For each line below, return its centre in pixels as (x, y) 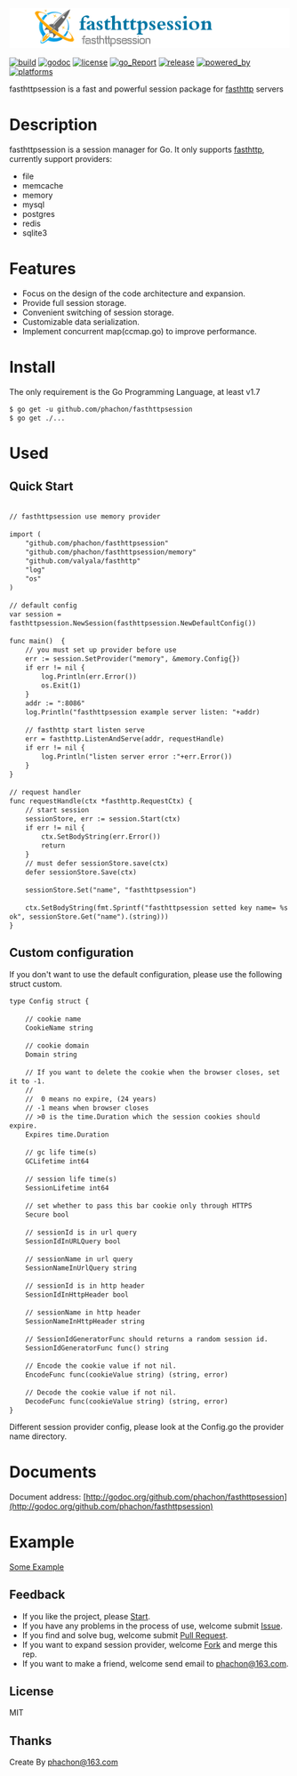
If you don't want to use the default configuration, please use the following (146, 974)
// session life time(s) (71, 1179)
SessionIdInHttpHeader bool (77, 1294)
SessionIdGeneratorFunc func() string (97, 1348)
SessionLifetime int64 (67, 1188)
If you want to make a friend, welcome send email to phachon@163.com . (155, 1663)
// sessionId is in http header (85, 1286)
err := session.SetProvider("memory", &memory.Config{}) (133, 659)
